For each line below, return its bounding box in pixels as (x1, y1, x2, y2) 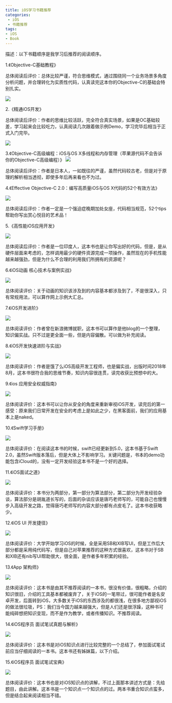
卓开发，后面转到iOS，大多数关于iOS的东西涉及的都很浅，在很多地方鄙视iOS (5, 597, 167, 603)
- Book (5, 36, 19, 42)
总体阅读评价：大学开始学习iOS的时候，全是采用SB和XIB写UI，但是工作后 (5, 540, 160, 546)
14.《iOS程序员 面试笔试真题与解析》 (5, 621, 80, 627)
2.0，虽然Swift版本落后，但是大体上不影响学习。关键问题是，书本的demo (5, 452, 160, 458)
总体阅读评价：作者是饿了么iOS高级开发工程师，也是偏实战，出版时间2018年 (5, 363, 166, 369)
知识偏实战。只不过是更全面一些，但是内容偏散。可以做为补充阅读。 (5, 331, 149, 338)
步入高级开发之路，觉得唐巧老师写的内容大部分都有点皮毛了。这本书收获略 (5, 502, 162, 509)
